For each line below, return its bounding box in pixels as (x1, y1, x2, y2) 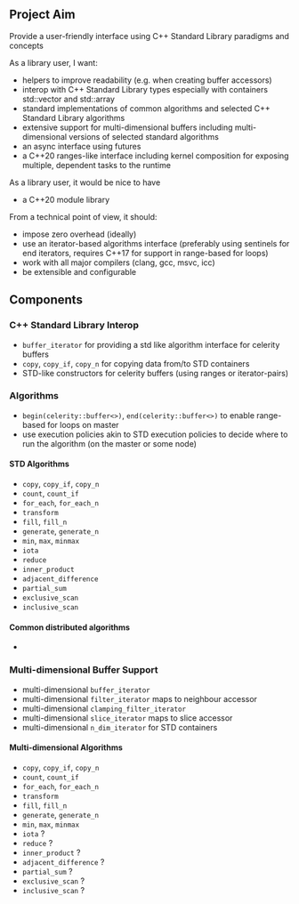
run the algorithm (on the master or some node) (21, 438, 198, 448)
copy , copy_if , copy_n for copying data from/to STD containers (21, 358, 250, 368)
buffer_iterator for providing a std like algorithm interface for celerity (21, 339, 280, 350)
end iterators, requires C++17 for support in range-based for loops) (21, 247, 269, 258)
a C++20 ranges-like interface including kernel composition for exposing (21, 150, 289, 161)
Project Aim (9, 7, 76, 22)
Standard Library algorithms (21, 112, 125, 123)
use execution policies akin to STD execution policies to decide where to (21, 429, 288, 440)
